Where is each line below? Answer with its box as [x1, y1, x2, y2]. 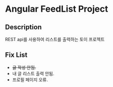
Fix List [5, 51, 28, 59]
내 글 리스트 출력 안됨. [12, 70, 55, 76]
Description [5, 23, 42, 31]
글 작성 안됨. [12, 65, 36, 70]
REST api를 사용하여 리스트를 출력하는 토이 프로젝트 [5, 37, 105, 42]
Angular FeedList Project [5, 3, 108, 15]
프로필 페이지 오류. [12, 77, 48, 83]
